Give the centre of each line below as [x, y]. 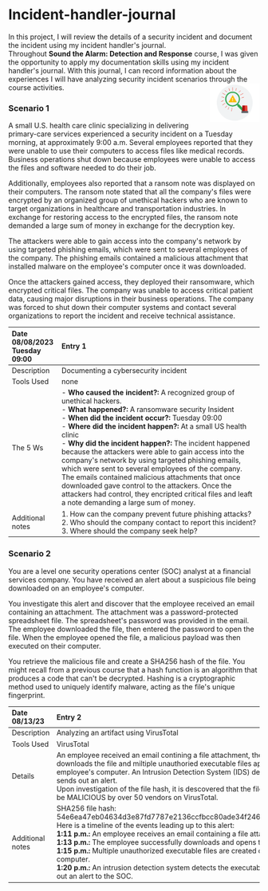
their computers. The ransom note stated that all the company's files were [130, 192]
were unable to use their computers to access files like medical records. [126, 151]
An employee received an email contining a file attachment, [153, 755]
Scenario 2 [30, 554]
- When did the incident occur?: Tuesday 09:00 [142, 418]
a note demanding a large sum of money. [128, 503]
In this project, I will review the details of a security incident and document [130, 37]
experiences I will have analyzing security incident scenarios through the [128, 79]
